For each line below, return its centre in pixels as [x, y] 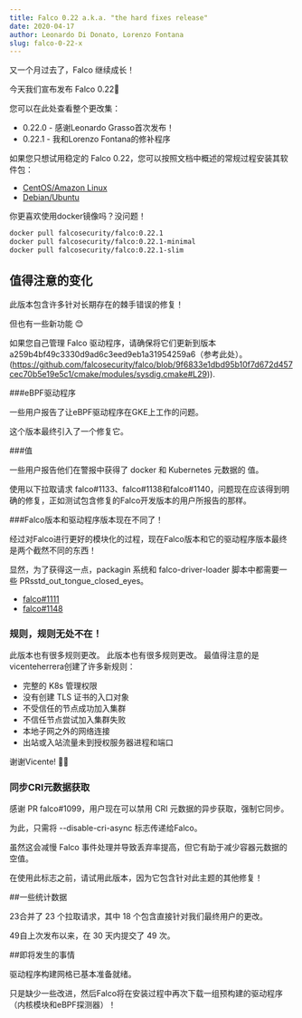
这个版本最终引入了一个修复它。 [69, 431]
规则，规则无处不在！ [56, 634]
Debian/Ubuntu [51, 198]
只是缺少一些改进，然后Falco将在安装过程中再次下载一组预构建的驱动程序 [146, 994]
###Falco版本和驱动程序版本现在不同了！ [87, 519]
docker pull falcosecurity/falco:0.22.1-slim [96, 250]
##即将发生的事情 [42, 955]
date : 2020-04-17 [42, 26]
